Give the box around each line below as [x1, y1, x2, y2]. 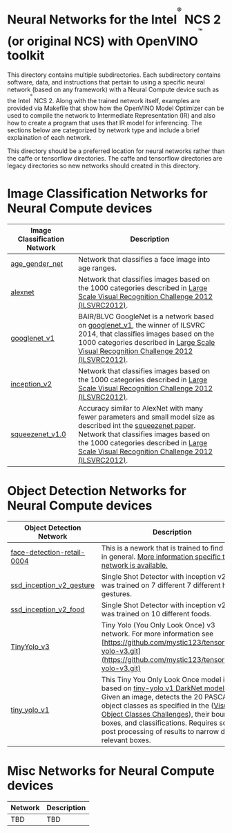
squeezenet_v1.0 [10, 429, 67, 439]
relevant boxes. [101, 735, 151, 745]
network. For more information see [101, 629, 214, 638]
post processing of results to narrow [101, 726, 220, 736]
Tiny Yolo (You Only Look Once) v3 [101, 620, 215, 629]
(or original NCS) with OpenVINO [7, 33, 199, 49]
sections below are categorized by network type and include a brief [7, 126, 200, 134]
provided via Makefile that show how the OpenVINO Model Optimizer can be [7, 104, 224, 112]
